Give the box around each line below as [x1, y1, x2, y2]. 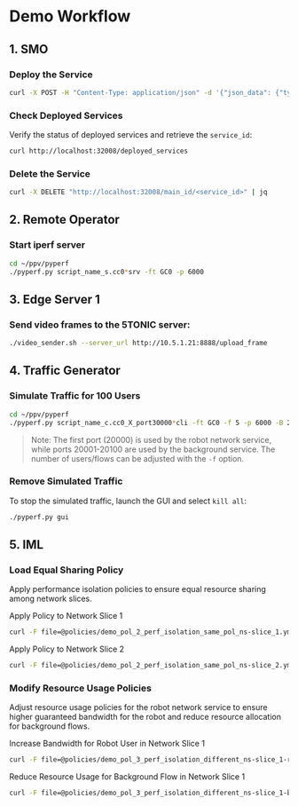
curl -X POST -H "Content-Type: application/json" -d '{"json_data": [9, 88, 272, 97]
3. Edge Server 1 [9, 291, 100, 307]
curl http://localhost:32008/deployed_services [9, 146, 189, 156]
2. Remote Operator [9, 212, 120, 227]
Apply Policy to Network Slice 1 [9, 611, 123, 621]
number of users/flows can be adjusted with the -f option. [30, 453, 245, 463]
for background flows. [9, 721, 90, 731]
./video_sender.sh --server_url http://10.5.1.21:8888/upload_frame [9, 339, 268, 348]
